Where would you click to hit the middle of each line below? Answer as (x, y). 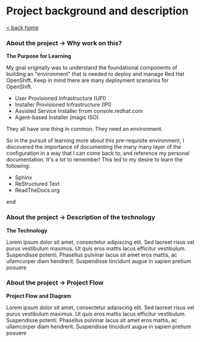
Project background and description (98, 11)
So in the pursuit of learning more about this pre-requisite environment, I (95, 141)
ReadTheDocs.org (37, 190)
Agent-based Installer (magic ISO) (57, 117)
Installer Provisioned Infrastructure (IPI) (63, 105)
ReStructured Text (37, 184)
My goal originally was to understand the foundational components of (92, 68)
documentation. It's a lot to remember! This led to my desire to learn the (95, 160)
